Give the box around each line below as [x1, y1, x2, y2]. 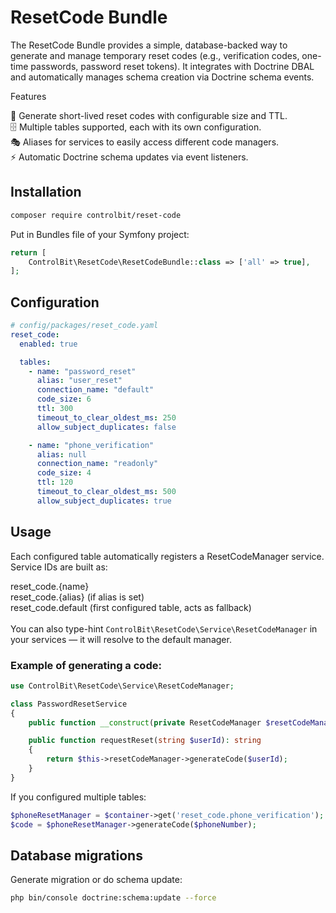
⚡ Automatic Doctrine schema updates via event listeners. [10, 151, 249, 163]
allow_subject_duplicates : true [36, 496, 172, 506]
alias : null [36, 449, 87, 460]
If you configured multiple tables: [10, 791, 147, 803]
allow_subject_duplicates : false [36, 422, 177, 432]
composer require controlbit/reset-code [10, 210, 182, 220]
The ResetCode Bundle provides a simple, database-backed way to [10, 39, 288, 51]
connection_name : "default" [36, 385, 155, 395]
